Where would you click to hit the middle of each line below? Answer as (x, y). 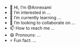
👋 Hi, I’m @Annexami (31, 7)
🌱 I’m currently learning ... (35, 18)
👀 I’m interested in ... (30, 12)
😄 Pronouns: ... (25, 35)
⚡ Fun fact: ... (23, 40)
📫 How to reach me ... (32, 28)
